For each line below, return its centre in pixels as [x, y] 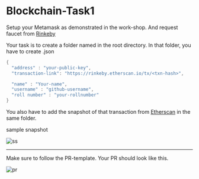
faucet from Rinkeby [31, 33]
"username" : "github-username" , [53, 89]
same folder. [21, 118]
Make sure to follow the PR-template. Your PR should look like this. [87, 158]
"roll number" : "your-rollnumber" [55, 95]
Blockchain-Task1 [50, 11]
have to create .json [30, 51]
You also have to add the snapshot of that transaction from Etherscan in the [98, 112]
